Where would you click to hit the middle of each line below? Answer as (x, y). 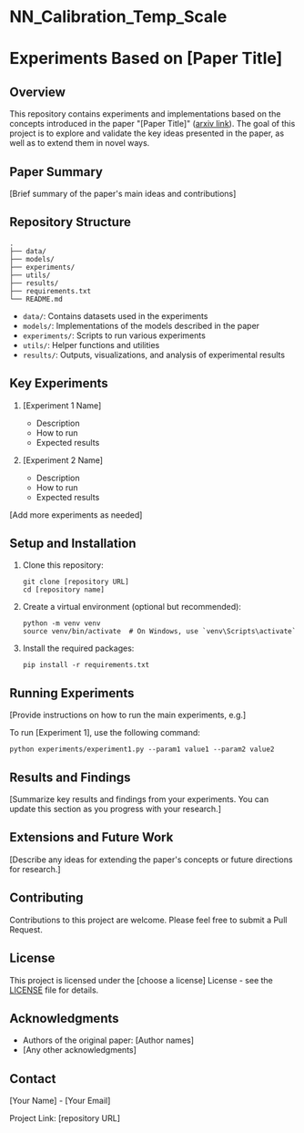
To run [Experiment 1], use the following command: (105, 733)
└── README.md (36, 299)
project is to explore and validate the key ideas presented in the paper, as (147, 133)
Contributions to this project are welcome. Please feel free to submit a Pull (148, 920)
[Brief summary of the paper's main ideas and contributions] (123, 194)
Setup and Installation (73, 544)
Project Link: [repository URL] (65, 1118)
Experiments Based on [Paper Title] (146, 59)
